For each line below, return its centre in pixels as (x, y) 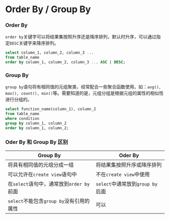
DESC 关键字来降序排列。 (34, 43)
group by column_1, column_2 (36, 123)
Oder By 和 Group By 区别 (37, 142)
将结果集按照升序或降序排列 (129, 165)
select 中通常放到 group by (127, 184)
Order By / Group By (48, 9)
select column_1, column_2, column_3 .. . (50, 53)
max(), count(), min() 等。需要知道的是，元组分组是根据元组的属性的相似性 (84, 93)
